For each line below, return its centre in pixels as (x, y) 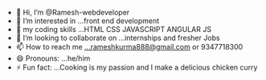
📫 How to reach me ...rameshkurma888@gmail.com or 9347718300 (129, 47)
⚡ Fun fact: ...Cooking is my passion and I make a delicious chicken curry (137, 67)
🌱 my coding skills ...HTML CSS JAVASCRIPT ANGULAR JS (113, 29)
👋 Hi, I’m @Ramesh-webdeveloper (73, 12)
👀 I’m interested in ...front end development (88, 21)
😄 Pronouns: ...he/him (53, 58)
